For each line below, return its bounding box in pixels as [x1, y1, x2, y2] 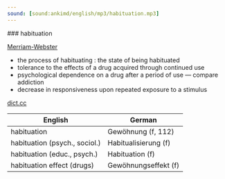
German [129, 115, 157, 124]
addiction [17, 77, 44, 86]
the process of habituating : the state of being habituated [17, 56, 180, 64]
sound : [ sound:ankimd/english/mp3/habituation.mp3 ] [7, 10, 159, 17]
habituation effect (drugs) [10, 160, 95, 170]
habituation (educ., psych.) [10, 149, 98, 159]
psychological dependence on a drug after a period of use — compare [17, 70, 219, 79]
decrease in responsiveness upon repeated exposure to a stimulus [17, 85, 208, 93]
